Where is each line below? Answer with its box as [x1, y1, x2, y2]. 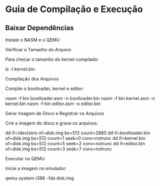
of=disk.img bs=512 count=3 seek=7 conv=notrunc [5, 146, 112, 152]
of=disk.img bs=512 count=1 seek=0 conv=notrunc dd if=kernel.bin [5, 135, 145, 141]
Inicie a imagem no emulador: [5, 165, 67, 171]
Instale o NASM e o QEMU [5, 37, 60, 43]
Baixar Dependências [5, 24, 74, 32]
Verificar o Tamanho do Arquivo [5, 47, 72, 52]
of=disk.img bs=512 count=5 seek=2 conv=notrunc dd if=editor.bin [5, 141, 145, 146]
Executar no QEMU [5, 156, 45, 161]
